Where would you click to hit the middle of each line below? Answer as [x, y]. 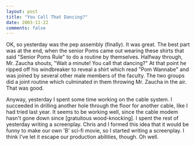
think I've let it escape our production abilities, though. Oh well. [82, 137]
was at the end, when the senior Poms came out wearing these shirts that [95, 51]
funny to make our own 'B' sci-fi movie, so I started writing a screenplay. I [95, 131]
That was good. [25, 88]
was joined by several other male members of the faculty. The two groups [95, 76]
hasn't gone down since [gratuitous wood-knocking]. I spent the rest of [93, 118]
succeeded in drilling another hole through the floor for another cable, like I [97, 106]
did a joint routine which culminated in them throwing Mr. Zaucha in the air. [96, 82]
